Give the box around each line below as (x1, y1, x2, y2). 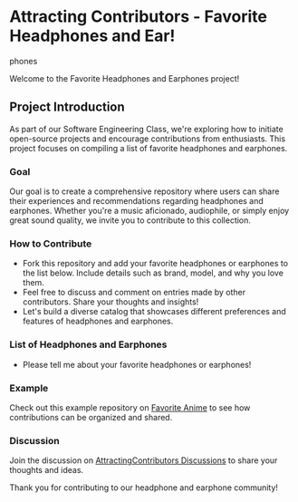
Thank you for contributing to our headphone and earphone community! (9, 482, 279, 493)
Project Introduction (9, 100, 125, 115)
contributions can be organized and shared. (9, 411, 173, 422)
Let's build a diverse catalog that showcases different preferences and (22, 306, 287, 317)
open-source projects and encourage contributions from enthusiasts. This (9, 133, 286, 144)
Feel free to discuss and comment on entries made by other (22, 287, 246, 298)
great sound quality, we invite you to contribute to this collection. (9, 215, 252, 226)
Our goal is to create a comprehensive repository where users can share (9, 186, 280, 197)
